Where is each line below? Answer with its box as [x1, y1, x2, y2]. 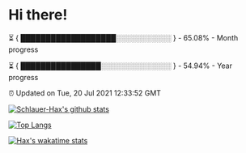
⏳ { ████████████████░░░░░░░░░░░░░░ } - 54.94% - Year [8, 61, 233, 70]
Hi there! [8, 6, 68, 24]
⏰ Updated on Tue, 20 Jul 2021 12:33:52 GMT [8, 87, 162, 98]
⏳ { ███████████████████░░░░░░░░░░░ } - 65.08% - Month [8, 32, 239, 42]
